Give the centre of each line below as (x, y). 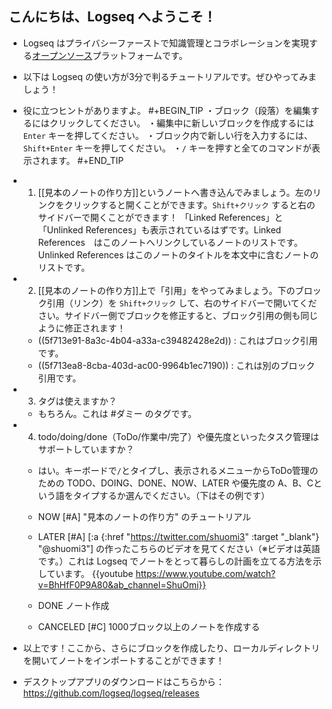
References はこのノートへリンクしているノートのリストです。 (170, 242)
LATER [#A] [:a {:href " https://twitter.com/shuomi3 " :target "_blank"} (178, 536)
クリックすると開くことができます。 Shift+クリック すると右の (190, 204)
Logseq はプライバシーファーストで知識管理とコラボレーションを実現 (166, 43)
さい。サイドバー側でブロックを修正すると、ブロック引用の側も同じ (178, 315)
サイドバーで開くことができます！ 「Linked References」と (160, 217)
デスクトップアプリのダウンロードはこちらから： (123, 681)
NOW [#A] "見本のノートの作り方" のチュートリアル (144, 516)
